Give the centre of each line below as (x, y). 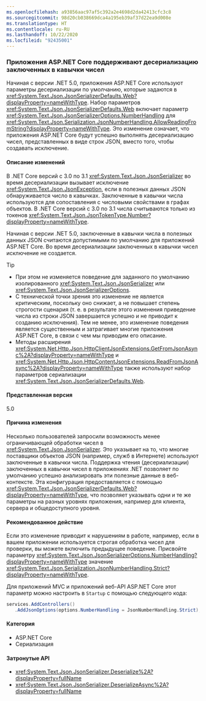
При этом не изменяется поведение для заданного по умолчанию (102, 277)
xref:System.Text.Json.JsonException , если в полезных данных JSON (96, 189)
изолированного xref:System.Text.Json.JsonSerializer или (90, 283)
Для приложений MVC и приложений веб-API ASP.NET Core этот (91, 587)
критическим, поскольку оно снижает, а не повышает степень (97, 303)
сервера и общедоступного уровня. (54, 508)
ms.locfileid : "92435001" (39, 40)
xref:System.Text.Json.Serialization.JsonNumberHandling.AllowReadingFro (101, 122)
